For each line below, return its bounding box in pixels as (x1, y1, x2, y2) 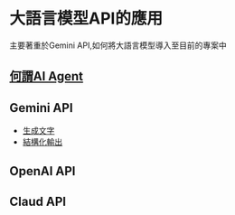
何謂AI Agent (9, 69, 84, 84)
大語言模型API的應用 (9, 8, 163, 29)
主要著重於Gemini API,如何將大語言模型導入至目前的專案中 (9, 40, 228, 51)
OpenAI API (9, 164, 76, 179)
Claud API (9, 193, 66, 209)
